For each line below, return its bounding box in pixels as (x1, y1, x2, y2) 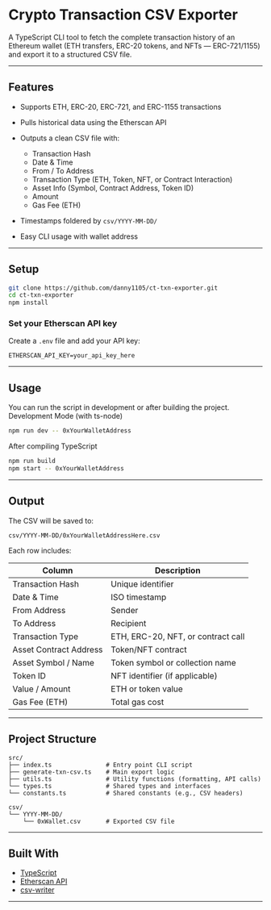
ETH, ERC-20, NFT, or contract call (110, 631, 245, 642)
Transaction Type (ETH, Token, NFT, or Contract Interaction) (31, 174, 233, 184)
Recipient (110, 617, 147, 628)
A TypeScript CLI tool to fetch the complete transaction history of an (8, 32, 236, 42)
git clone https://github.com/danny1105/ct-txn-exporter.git (8, 284, 219, 292)
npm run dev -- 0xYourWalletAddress (8, 427, 131, 435)
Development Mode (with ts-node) (8, 411, 123, 421)
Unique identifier (110, 578, 174, 590)
